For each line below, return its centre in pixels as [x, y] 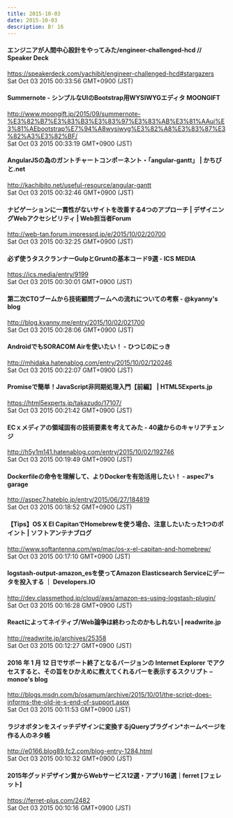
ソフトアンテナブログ [61, 533]
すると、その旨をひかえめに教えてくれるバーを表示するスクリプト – [116, 671]
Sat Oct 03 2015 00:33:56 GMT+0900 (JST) [70, 80]
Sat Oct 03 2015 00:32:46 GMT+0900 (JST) [70, 192]
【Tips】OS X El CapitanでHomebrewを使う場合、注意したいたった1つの [112, 524]
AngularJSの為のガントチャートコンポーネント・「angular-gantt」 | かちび [114, 160]
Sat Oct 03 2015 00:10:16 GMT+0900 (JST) [69, 808]
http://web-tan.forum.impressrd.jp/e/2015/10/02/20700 [87, 234]
